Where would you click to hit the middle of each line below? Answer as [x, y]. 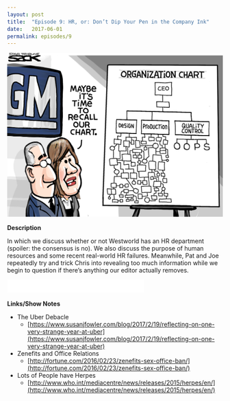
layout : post [26, 14]
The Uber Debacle [43, 317]
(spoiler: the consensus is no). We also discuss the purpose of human [105, 248]
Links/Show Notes [34, 303]
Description [24, 227]
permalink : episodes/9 [39, 36]
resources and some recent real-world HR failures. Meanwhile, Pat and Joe [113, 255]
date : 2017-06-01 [35, 29]
